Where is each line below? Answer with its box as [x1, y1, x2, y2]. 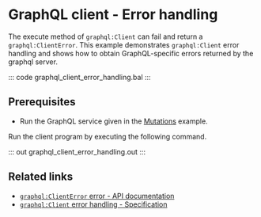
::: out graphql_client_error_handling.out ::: [8, 147, 146, 156]
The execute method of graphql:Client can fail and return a [8, 32, 203, 41]
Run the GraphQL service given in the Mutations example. [19, 116, 208, 126]
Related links [8, 170, 74, 184]
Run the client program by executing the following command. [8, 131, 207, 141]
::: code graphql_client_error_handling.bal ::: [8, 72, 152, 82]
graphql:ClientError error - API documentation [19, 191, 175, 200]
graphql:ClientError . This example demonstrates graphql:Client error [8, 40, 240, 49]
